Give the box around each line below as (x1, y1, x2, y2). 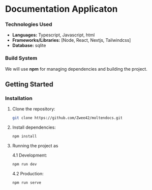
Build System (5, 55, 38, 62)
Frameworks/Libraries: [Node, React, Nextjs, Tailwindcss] (12, 37, 131, 43)
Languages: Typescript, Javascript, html (12, 32, 95, 38)
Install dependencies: (12, 124, 56, 131)
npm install (12, 134, 37, 139)
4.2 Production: (12, 171, 44, 177)
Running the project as (12, 143, 59, 149)
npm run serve (12, 180, 41, 185)
